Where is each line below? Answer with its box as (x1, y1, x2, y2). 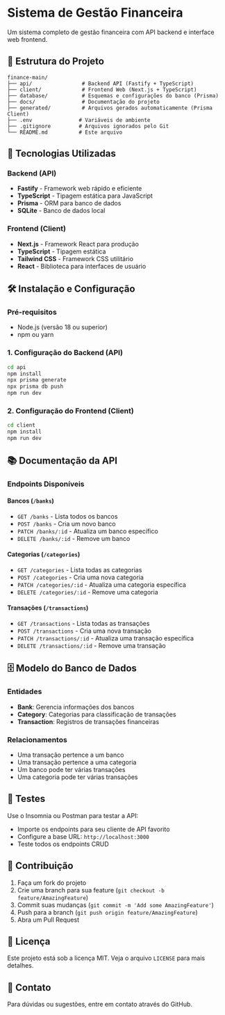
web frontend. (7, 35, 48, 43)
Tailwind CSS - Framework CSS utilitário (17, 254, 134, 262)
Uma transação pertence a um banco (17, 750, 124, 759)
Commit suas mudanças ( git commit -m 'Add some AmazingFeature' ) (17, 900, 214, 909)
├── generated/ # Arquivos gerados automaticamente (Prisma (7, 104, 213, 111)
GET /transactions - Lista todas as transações (17, 619, 150, 627)
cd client (7, 422, 36, 429)
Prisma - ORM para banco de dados (17, 199, 122, 207)
